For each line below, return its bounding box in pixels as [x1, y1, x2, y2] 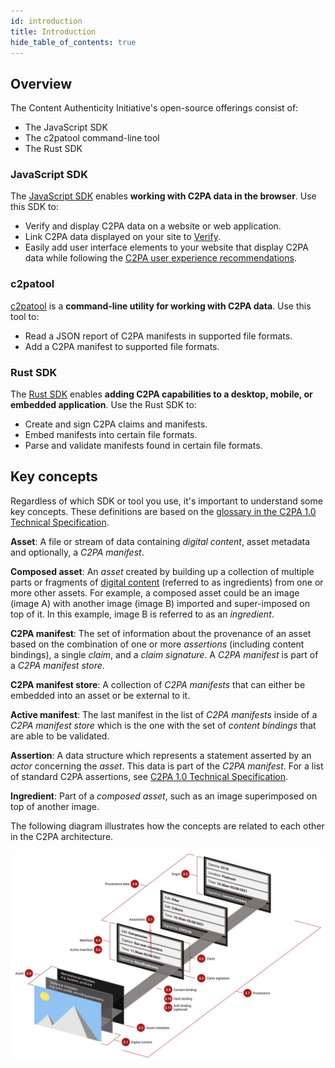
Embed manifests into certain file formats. [24, 429, 198, 441]
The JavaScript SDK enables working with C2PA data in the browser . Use [10, 190, 317, 202]
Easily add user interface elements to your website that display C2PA [24, 241, 309, 254]
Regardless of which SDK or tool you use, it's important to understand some [10, 495, 323, 507]
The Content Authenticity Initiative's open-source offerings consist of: [10, 102, 299, 114]
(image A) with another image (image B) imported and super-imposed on [10, 597, 310, 609]
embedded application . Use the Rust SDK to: [10, 399, 197, 411]
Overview [10, 75, 73, 92]
